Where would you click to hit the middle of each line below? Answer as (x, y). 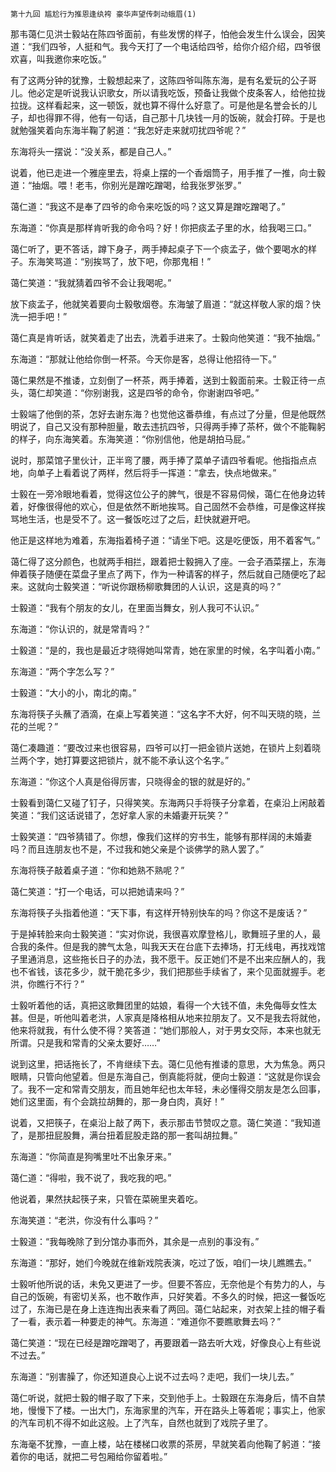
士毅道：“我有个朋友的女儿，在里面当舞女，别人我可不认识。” (135, 607)
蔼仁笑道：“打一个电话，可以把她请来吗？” (97, 891)
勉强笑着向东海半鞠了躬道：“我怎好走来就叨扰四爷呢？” (132, 130)
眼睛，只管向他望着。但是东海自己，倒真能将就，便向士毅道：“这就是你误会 (166, 1076)
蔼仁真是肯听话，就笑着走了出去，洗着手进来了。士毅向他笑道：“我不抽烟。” (165, 337)
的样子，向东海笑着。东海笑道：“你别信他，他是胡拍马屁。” (130, 439)
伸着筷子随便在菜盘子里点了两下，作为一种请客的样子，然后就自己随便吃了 (163, 574)
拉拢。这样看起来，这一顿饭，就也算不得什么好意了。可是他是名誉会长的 (159, 105)
